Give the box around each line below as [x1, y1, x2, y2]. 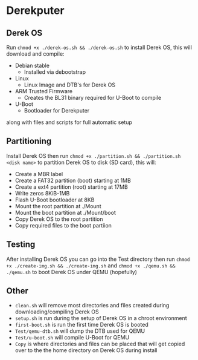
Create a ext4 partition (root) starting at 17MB [14, 183, 128, 191]
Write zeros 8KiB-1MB [14, 189, 70, 197]
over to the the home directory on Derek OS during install [14, 347, 158, 354]
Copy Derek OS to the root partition [14, 215, 103, 223]
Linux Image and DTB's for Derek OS [24, 81, 116, 88]
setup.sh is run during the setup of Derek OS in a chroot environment [14, 315, 187, 322]
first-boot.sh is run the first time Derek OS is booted [14, 321, 149, 329]
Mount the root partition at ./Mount [14, 202, 101, 209]
